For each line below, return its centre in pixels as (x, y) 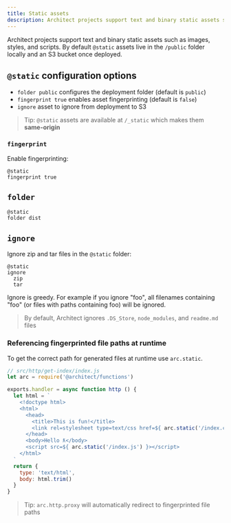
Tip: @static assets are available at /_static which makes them (114, 120)
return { (26, 466)
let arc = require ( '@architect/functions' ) (70, 377)
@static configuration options (72, 75)
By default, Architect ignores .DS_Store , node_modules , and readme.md (121, 318)
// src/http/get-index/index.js (53, 371)
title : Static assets (38, 13)
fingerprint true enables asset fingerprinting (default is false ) (107, 100)
